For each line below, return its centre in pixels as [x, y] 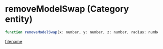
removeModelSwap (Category [67, 9]
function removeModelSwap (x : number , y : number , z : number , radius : [76, 32]
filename [14, 41]
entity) [19, 19]
